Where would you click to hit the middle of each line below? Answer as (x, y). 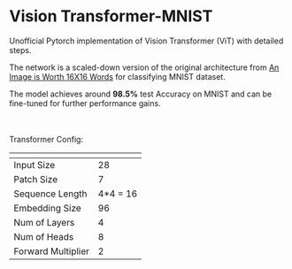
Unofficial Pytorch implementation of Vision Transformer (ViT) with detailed (146, 41)
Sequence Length (50, 194)
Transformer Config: (46, 139)
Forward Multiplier (52, 251)
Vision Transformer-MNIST (111, 16)
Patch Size (36, 179)
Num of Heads (44, 236)
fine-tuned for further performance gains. (85, 103)
